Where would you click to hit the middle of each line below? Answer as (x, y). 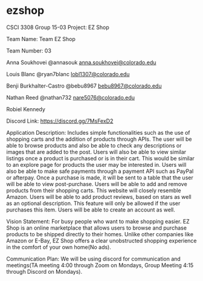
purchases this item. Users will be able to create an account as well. (91, 210)
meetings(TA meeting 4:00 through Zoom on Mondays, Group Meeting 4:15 (100, 265)
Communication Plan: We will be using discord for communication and (94, 259)
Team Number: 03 (29, 50)
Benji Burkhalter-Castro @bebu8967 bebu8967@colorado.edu (84, 86)
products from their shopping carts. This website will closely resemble (94, 190)
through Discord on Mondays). (44, 271)
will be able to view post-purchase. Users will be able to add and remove (97, 184)
